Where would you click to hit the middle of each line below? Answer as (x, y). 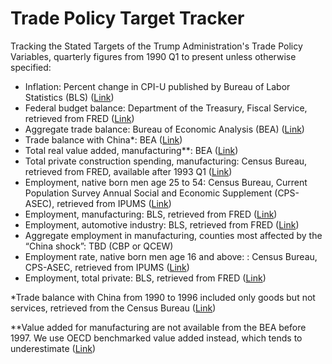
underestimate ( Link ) (53, 348)
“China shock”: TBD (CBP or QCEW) (99, 246)
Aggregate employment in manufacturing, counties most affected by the (173, 235)
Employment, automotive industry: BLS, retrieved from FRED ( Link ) (162, 224)
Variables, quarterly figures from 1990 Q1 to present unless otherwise (153, 56)
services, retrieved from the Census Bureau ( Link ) (113, 308)
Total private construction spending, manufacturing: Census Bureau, (166, 161)
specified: (31, 67)
